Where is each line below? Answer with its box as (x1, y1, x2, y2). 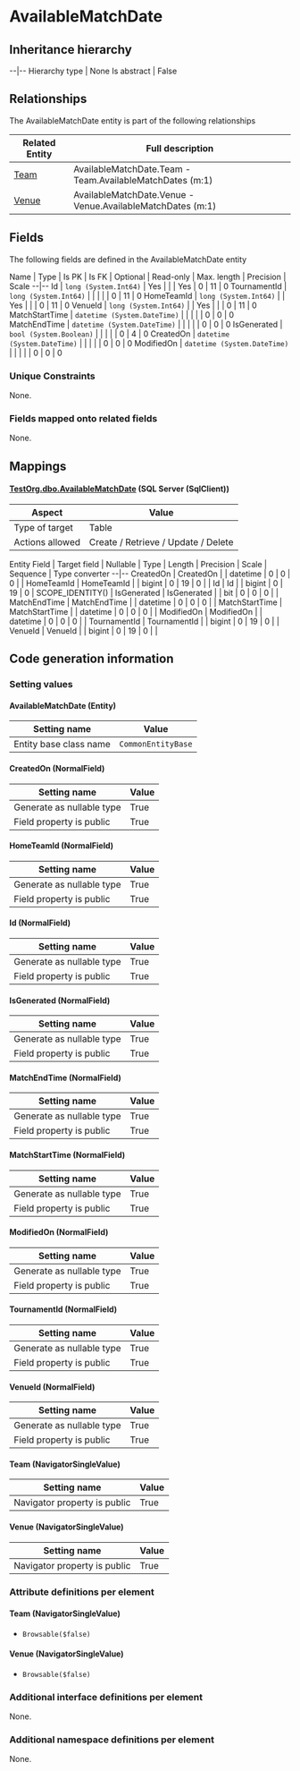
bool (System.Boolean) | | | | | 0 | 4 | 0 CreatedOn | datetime (9, 328, 230, 339)
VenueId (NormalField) (9, 1381, 96, 1392)
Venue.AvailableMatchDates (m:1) (72, 200, 217, 212)
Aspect (30, 506, 63, 518)
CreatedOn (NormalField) (9, 762, 105, 773)
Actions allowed (13, 535, 81, 548)
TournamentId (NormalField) (9, 1304, 118, 1315)
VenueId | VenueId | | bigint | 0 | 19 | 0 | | (9, 625, 158, 636)
